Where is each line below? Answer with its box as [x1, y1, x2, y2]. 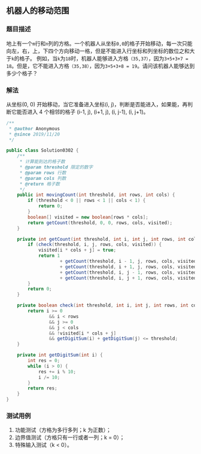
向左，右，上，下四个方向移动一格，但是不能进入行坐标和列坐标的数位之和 [6, 47, 190, 54]
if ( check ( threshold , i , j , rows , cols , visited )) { [28, 241, 162, 248]
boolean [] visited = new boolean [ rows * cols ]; [28, 214, 148, 220]
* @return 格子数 [19, 181, 60, 187]
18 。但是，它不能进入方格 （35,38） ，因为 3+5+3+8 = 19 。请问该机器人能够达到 [6, 62, 195, 69]
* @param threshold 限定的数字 [19, 164, 93, 170]
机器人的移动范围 [6, 5, 69, 16]
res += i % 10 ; [38, 369, 77, 375]
